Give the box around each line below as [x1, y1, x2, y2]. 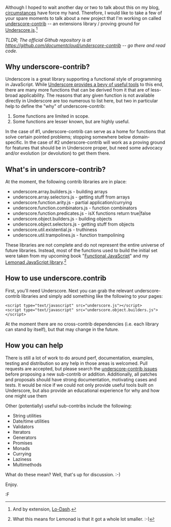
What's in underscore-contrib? [5, 165, 106, 173]
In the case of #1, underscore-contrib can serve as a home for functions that [5, 128, 166, 135]
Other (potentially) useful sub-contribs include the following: [5, 403, 132, 409]
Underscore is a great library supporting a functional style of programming [5, 76, 162, 82]
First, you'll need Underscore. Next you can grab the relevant [5, 288, 134, 294]
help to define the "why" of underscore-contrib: [5, 103, 106, 109]
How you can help [5, 341, 64, 350]
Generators [12, 434, 37, 441]
